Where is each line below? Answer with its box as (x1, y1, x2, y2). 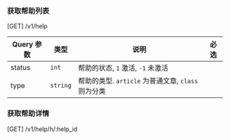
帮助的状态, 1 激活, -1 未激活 (77, 63, 169, 73)
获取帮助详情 (7, 108, 50, 118)
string (50, 82, 72, 90)
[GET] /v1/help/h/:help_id (7, 125, 77, 133)
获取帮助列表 (7, 5, 50, 15)
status (10, 63, 31, 73)
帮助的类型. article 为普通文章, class (77, 76, 199, 86)
